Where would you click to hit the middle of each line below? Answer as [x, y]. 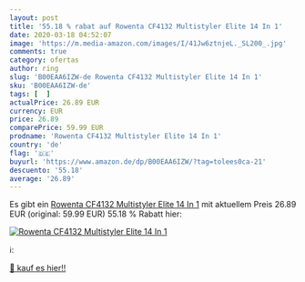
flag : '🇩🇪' [32, 153]
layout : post [34, 18]
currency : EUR [36, 111]
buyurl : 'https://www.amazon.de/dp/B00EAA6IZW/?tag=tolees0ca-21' [138, 161]
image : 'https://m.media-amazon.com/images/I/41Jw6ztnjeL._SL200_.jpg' [148, 43]
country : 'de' [36, 145]
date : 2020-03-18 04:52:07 [61, 35]
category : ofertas [44, 60]
